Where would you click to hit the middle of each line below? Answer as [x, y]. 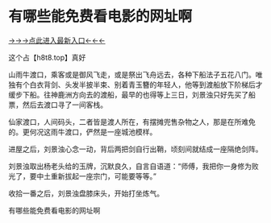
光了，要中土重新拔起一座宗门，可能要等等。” [83, 176]
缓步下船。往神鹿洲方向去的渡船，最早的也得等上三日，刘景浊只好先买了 [128, 94]
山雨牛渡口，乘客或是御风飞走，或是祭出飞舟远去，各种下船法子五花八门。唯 [135, 74]
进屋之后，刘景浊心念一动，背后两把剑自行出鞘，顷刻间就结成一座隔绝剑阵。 [135, 149]
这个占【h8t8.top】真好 [47, 57]
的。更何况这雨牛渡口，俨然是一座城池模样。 [83, 132]
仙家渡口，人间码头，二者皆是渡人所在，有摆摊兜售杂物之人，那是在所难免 [132, 122]
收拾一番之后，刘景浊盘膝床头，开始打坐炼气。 [86, 193]
